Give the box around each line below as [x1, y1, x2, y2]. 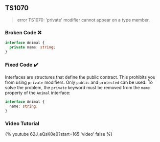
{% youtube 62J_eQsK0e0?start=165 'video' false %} [5, 131, 113, 137]
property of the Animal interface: [5, 90, 71, 96]
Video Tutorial [5, 120, 40, 127]
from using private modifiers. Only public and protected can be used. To [5, 79, 153, 85]
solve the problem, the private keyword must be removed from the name [5, 85, 150, 91]
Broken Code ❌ [5, 29, 42, 36]
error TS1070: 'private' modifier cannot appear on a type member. [17, 17, 150, 23]
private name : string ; [9, 45, 56, 49]
